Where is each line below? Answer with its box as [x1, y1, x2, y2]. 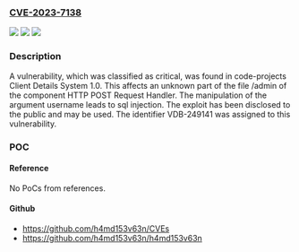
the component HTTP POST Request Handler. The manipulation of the [9, 90, 268, 100]
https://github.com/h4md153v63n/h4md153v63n [21, 232, 203, 243]
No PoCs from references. [9, 182, 106, 194]
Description [9, 50, 62, 63]
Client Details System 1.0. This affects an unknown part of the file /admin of [9, 80, 287, 91]
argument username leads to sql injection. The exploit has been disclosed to [9, 99, 291, 109]
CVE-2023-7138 [9, 6, 82, 19]
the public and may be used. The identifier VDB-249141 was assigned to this [9, 109, 291, 119]
